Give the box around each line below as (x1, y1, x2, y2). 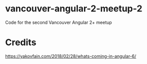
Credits (5, 37, 36, 48)
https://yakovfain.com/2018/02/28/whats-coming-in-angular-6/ (5, 53, 136, 59)
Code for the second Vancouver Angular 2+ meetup (5, 19, 112, 25)
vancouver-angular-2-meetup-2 (5, 3, 142, 14)
